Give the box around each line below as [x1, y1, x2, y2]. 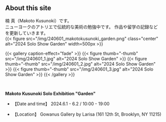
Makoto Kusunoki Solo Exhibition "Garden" [5, 90, 96, 96]
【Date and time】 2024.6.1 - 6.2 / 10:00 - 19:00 [12, 101, 110, 107]
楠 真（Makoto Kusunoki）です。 [5, 17, 72, 24]
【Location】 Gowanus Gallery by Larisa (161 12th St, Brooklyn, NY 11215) [12, 111, 162, 117]
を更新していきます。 [5, 30, 49, 36]
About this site [5, 4, 52, 12]
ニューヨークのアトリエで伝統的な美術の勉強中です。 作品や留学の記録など [5, 24, 158, 30]
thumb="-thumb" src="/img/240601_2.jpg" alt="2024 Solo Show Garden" [5, 61, 156, 67]
